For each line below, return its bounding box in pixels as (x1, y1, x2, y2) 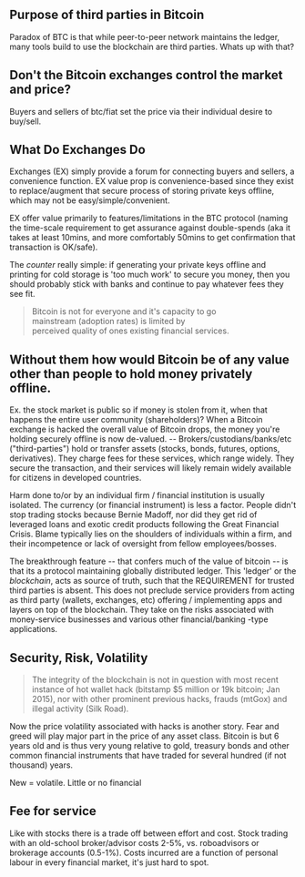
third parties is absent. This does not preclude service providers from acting (9, 585, 295, 596)
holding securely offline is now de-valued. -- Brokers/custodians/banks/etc (9, 433, 292, 444)
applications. (9, 624, 57, 635)
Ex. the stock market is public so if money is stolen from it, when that (9, 404, 269, 415)
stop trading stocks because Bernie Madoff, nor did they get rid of (9, 509, 258, 520)
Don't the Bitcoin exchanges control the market (9, 67, 283, 83)
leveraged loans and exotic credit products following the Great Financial (9, 519, 280, 530)
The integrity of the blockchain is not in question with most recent (31, 674, 280, 686)
